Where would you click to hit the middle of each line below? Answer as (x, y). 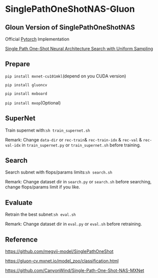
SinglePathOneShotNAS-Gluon (70, 9)
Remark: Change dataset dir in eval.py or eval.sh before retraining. (74, 224)
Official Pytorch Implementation (37, 39)
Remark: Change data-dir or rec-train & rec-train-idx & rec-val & (74, 139)
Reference (21, 239)
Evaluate (19, 202)
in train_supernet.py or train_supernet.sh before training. (81, 145)
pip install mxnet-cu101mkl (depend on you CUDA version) (66, 76)
